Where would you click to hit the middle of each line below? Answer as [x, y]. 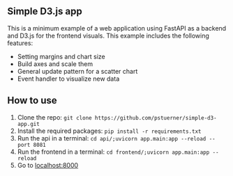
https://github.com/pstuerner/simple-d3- [156, 118]
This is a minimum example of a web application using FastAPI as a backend [117, 28]
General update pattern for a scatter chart [77, 71]
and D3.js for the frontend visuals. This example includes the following [108, 35]
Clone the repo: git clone [54, 117]
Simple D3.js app [45, 11]
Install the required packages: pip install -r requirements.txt [109, 131]
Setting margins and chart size [61, 56]
